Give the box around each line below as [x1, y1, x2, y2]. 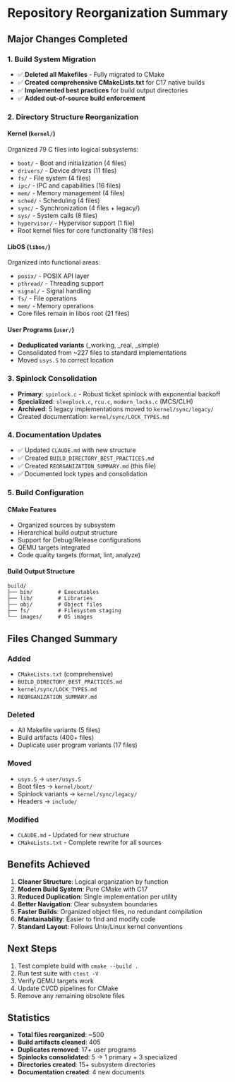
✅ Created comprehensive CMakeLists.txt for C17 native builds [17, 78, 205, 86]
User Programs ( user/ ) [7, 325, 75, 334]
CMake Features [7, 505, 56, 513]
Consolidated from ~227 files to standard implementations [17, 348, 187, 357]
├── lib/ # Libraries [7, 595, 93, 602]
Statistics [7, 1011, 51, 1023]
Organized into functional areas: [7, 258, 101, 267]
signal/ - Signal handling [17, 287, 92, 296]
